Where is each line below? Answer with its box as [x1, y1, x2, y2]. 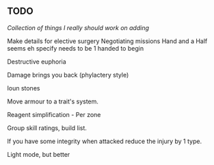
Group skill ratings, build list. [7, 123, 88, 132]
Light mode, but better [7, 150, 70, 158]
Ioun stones [7, 84, 40, 92]
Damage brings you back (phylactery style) [7, 71, 129, 79]
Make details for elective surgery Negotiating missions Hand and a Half [7, 37, 208, 45]
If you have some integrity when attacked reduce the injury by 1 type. [7, 137, 202, 145]
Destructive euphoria [7, 58, 66, 66]
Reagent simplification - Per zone [7, 110, 101, 118]
